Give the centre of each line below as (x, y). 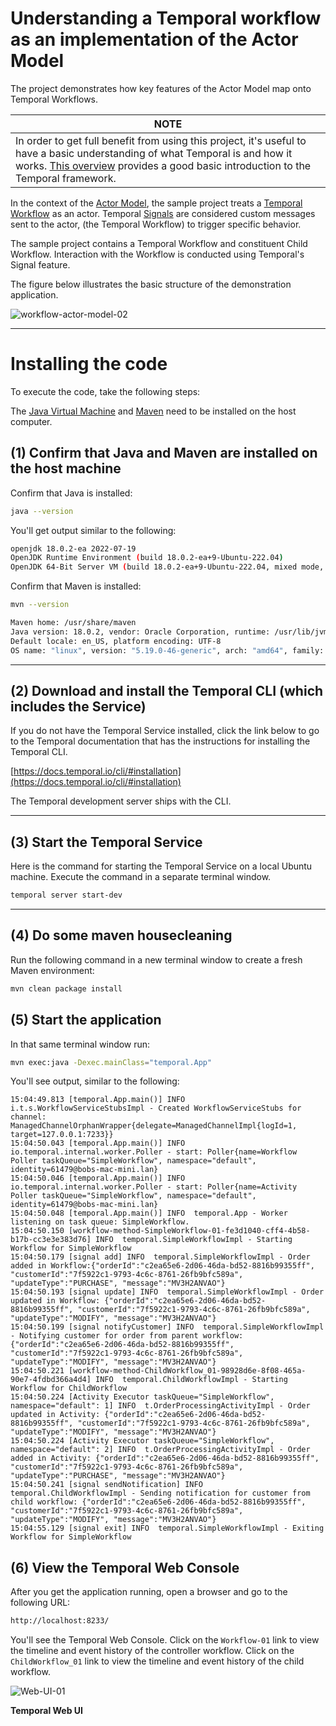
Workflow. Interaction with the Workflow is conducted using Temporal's (157, 254)
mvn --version (40, 605)
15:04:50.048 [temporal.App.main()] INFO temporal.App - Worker (149, 1213)
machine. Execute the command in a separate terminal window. (141, 877)
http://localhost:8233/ (60, 1621)
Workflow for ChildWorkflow (69, 1388)
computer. (31, 421)
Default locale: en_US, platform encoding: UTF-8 (116, 641)
